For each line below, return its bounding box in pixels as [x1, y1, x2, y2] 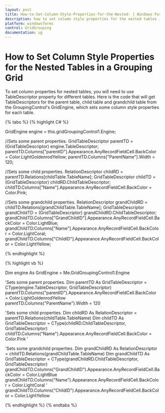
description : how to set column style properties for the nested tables [5, 16, 157, 21]
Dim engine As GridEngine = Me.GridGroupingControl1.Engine [5, 270, 130, 275]
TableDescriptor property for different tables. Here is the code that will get [5, 94, 156, 100]
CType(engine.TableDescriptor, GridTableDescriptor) [5, 284, 112, 290]
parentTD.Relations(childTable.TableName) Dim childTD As [5, 315, 124, 321]
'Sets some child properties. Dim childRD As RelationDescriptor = [5, 310, 137, 315]
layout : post [5, 7, 32, 12]
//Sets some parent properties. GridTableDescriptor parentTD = [5, 138, 134, 144]
